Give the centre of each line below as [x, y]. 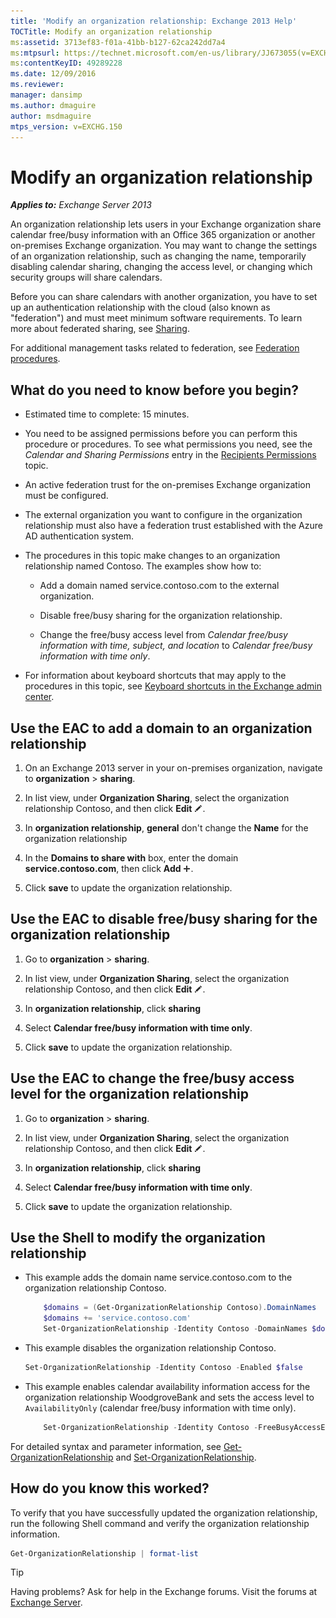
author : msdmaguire [51, 116]
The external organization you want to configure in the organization [163, 515]
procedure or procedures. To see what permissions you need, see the [168, 444]
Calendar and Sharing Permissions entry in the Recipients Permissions [170, 455]
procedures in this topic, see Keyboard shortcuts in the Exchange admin [173, 686]
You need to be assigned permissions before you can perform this [161, 434]
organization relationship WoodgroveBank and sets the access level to [169, 1397]
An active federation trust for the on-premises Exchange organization [167, 485]
